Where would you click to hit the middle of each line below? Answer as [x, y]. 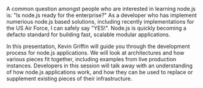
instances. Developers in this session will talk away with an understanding [99, 66]
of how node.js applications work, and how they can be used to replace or [100, 72]
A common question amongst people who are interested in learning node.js [101, 9]
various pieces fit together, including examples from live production [91, 59]
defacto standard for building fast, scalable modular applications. [88, 35]
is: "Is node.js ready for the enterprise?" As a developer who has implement [102, 15]
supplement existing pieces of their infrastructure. [69, 79]
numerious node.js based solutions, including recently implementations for [100, 22]
